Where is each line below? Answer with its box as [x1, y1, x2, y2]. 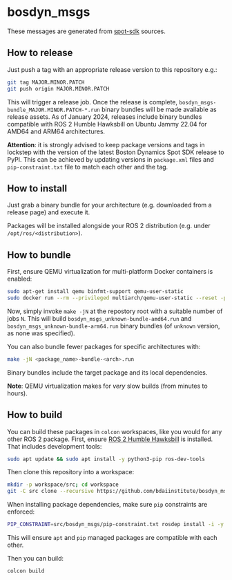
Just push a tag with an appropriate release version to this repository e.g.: [7, 65, 217, 73]
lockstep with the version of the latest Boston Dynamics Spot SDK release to [7, 148, 224, 156]
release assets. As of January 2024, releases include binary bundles [7, 112, 202, 121]
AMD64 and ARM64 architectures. [7, 127, 106, 135]
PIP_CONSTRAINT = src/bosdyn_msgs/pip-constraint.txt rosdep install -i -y [7, 521, 224, 528]
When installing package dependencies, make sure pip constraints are [7, 501, 208, 509]
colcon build [7, 568, 45, 574]
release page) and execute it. [7, 208, 90, 216]
